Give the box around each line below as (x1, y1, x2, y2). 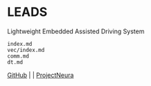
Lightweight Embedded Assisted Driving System (7, 27, 145, 35)
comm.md (7, 53, 30, 60)
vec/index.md (7, 46, 45, 53)
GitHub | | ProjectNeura (7, 71, 74, 79)
